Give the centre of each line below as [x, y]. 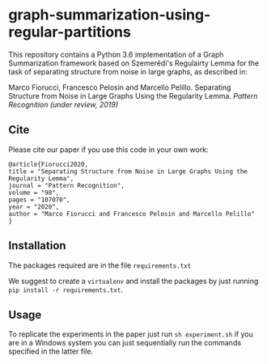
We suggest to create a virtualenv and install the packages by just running [133, 281]
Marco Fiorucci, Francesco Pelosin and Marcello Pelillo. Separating [120, 87]
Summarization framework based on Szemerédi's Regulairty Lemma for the [134, 63]
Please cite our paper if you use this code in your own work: [108, 149]
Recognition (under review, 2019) [64, 104]
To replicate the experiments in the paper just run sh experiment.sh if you [131, 334]
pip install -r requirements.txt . [66, 290]
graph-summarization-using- [110, 15]
